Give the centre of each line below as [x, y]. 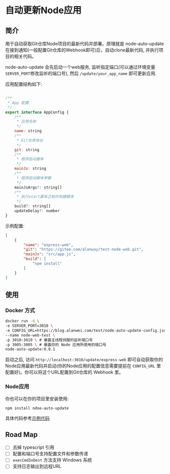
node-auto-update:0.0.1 [30, 349]
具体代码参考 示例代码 [27, 418]
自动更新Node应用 [44, 10]
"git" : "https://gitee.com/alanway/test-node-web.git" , [83, 250]
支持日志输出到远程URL [37, 466]
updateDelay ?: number [37, 211]
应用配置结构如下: [24, 84]
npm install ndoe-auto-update [37, 408]
